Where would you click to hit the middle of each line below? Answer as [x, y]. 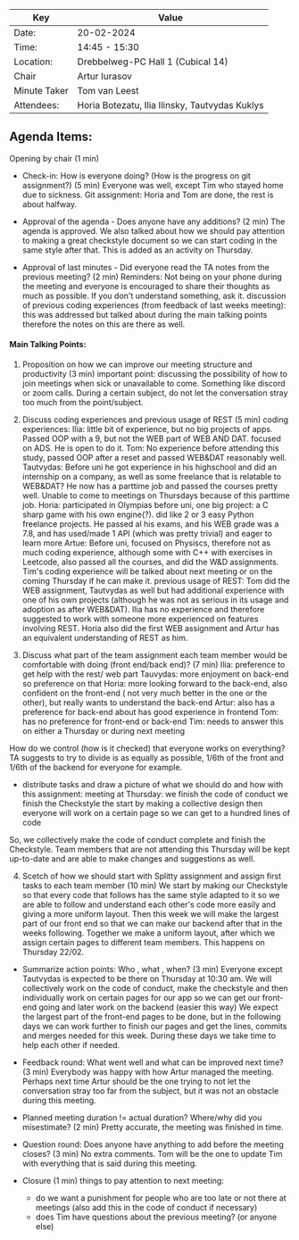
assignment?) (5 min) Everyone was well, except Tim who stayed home [153, 185]
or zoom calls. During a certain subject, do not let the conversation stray [155, 393]
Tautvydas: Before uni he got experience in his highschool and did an [149, 467]
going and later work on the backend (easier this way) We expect [158, 1007]
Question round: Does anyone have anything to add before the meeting [153, 1144]
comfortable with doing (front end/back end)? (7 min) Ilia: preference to [154, 665]
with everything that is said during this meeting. [110, 1163]
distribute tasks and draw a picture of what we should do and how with [153, 785]
